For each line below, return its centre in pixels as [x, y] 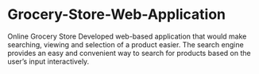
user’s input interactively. [48, 61]
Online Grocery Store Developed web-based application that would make [127, 36]
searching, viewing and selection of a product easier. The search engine [126, 44]
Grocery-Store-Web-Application [117, 15]
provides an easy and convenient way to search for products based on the [129, 53]
